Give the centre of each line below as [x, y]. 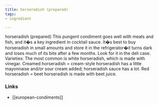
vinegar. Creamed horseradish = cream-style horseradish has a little [73, 64]
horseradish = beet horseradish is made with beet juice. [61, 74]
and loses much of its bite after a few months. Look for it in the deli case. [78, 53]
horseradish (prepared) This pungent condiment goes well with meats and [79, 36]
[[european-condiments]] [37, 97]
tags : [10, 14]
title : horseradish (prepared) [37, 9]
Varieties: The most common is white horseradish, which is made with [75, 58]
